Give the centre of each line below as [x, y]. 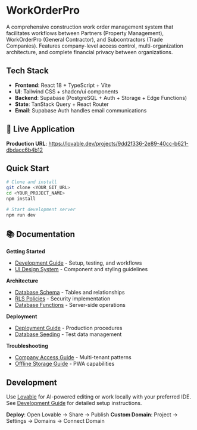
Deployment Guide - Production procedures [68, 328]
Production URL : [27, 143]
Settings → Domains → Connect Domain [56, 421]
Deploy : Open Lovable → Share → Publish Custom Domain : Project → [92, 415]
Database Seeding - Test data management [68, 334]
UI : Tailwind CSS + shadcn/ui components [66, 91]
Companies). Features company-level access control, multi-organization [95, 46]
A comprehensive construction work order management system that [90, 27]
